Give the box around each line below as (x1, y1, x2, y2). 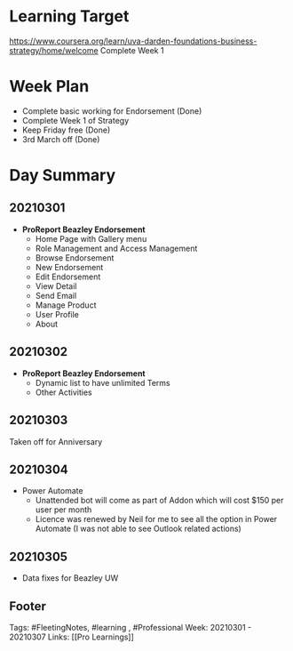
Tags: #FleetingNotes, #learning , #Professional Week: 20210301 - (9, 622, 251, 632)
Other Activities (35, 387, 92, 398)
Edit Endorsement (35, 271, 101, 282)
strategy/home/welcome (9, 44, 99, 55)
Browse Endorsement (35, 252, 115, 263)
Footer (9, 599, 47, 614)
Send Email (35, 290, 77, 301)
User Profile (35, 309, 80, 319)
